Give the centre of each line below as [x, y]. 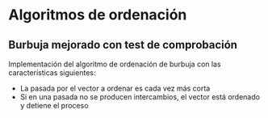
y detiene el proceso [54, 105]
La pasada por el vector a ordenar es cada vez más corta [115, 88]
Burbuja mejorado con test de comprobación [123, 45]
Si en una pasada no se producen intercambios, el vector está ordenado [140, 97]
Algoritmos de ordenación [98, 15]
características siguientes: [52, 73]
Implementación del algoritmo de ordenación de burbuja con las [115, 64]
